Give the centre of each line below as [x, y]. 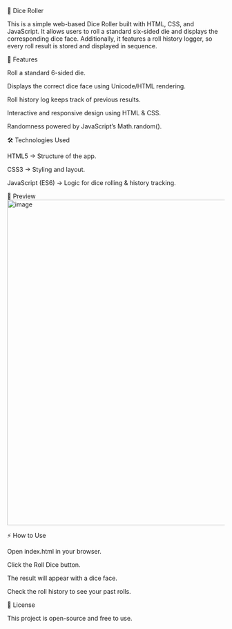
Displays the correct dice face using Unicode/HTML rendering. [97, 86]
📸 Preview [21, 196]
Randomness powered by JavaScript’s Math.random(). [85, 126]
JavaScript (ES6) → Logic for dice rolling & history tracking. [91, 183]
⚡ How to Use [27, 535]
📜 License [21, 605]
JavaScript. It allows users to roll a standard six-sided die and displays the [113, 31]
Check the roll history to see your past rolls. [69, 591]
